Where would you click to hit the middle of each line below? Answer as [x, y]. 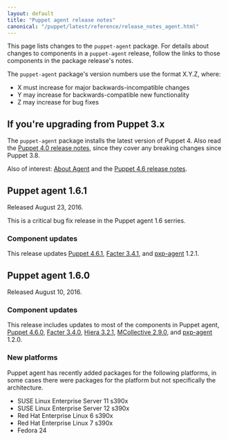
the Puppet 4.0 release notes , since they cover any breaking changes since [114, 148]
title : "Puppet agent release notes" [61, 20]
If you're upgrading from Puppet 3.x [86, 124]
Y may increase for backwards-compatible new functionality [103, 95]
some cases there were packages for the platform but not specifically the [112, 380]
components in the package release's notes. [70, 61]
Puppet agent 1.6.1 [47, 191]
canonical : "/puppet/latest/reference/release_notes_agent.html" [103, 26]
